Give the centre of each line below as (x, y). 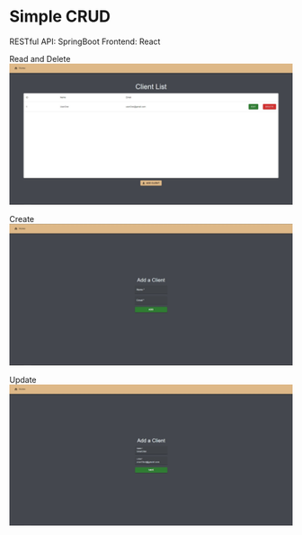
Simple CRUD (60, 17)
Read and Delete (40, 58)
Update (23, 379)
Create (22, 218)
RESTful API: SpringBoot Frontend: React (85, 41)
